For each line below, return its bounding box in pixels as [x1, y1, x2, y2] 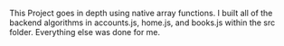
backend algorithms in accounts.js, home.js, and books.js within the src [9, 17, 276, 28]
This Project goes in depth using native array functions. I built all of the [9, 8, 273, 18]
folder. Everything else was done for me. [9, 27, 161, 37]
